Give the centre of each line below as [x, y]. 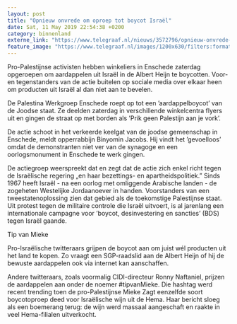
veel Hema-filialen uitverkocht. [52, 314]
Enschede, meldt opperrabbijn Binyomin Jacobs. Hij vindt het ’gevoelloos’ [114, 139]
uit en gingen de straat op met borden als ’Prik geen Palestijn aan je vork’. [114, 118]
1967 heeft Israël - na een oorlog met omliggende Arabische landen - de [112, 183]
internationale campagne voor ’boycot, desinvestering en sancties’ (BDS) [114, 213]
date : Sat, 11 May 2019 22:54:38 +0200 [66, 27]
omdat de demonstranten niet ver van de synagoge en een [93, 147]
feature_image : [30, 47]
